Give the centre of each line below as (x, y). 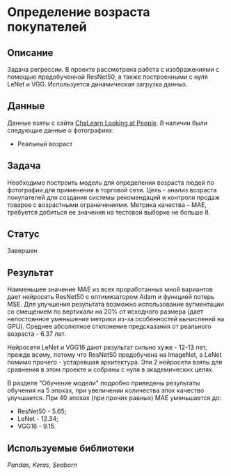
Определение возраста (79, 12)
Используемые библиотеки (71, 448)
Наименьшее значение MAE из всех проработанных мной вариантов (110, 289)
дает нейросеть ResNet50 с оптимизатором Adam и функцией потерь (111, 297)
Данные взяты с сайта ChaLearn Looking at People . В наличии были (107, 123)
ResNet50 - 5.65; (42, 411)
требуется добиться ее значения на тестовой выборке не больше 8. (109, 212)
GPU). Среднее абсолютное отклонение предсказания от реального (110, 327)
